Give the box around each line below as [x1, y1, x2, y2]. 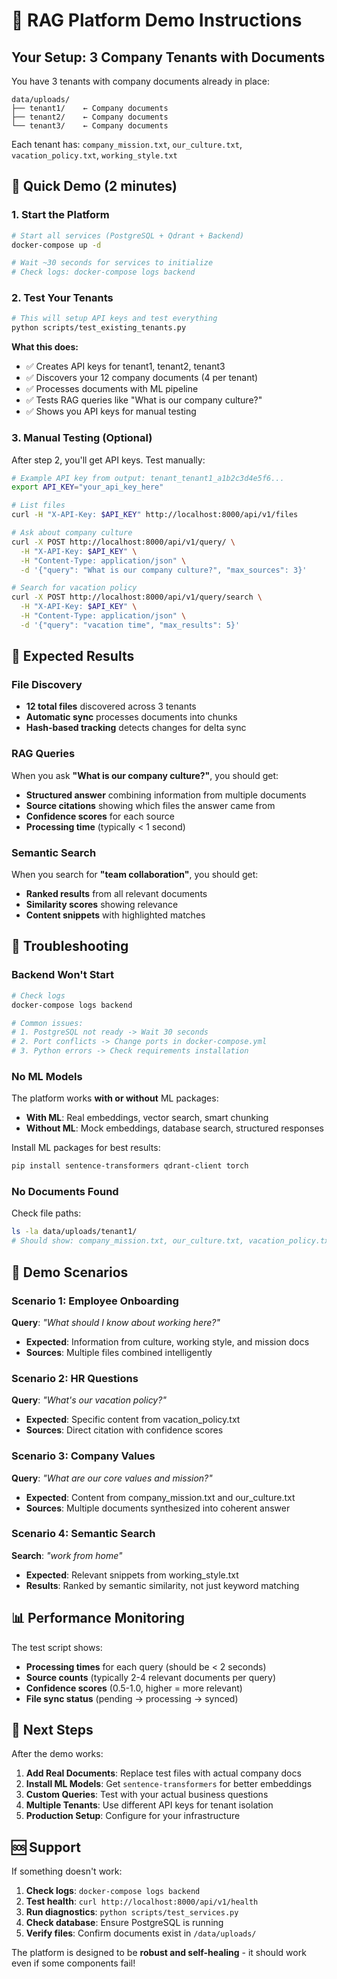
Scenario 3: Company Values [11, 1449, 156, 1463]
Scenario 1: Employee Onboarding [11, 1294, 179, 1308]
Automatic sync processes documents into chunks [25, 711, 238, 723]
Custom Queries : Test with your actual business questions [25, 1789, 269, 1801]
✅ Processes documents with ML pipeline [25, 383, 199, 395]
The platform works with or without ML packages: [11, 1092, 219, 1104]
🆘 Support [11, 1839, 81, 1856]
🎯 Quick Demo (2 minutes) [11, 178, 178, 195]
